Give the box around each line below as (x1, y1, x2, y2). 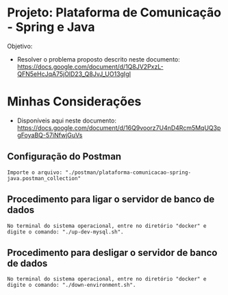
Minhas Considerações (7, 94, 142, 110)
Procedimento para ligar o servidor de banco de (7, 194, 215, 205)
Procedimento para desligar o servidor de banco (7, 246, 218, 258)
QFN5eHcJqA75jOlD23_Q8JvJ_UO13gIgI (16, 70, 131, 78)
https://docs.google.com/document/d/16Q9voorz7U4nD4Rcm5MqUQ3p (16, 123, 221, 131)
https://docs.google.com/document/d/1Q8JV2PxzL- (16, 62, 164, 70)
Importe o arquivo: (7, 169, 63, 176)
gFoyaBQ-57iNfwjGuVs (16, 131, 83, 139)
